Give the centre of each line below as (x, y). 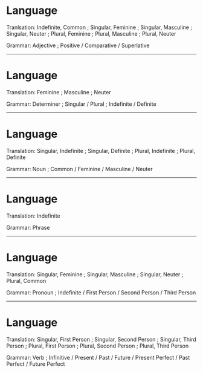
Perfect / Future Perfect (36, 364)
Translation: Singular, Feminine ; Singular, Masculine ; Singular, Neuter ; (95, 274)
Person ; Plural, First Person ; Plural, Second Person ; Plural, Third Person (98, 346)
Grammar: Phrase (28, 227)
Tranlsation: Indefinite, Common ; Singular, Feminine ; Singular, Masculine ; (99, 27)
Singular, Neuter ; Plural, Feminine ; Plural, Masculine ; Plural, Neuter (91, 33)
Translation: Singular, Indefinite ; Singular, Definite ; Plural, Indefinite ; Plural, (101, 151)
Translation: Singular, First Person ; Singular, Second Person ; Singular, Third (101, 339)
